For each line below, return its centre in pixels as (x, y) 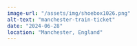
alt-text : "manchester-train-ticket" (61, 20)
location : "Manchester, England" (55, 32)
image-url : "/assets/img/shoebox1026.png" (69, 13)
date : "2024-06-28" (35, 26)
